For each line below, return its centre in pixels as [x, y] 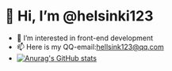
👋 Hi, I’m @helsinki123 [79, 16]
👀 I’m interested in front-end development [85, 38]
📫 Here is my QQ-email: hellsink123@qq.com [90, 47]
